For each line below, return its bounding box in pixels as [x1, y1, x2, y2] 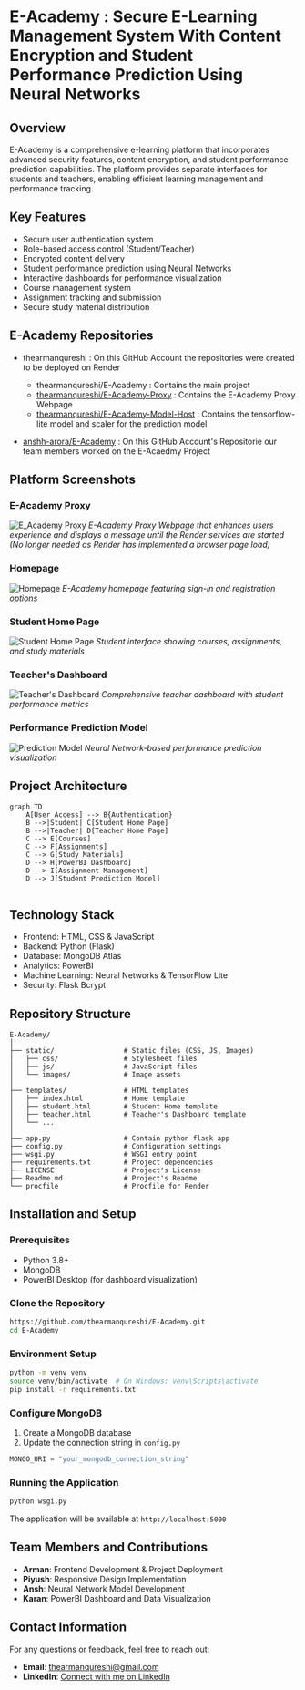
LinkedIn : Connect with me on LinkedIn [22, 1671, 170, 1682]
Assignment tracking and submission [22, 292, 162, 303]
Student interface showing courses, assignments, [96, 635, 282, 646]
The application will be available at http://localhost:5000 [9, 1513, 227, 1524]
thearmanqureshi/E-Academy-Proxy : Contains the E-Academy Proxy [36, 389, 296, 400]
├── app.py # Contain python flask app [9, 1133, 230, 1143]
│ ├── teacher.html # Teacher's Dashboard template [9, 1109, 247, 1118]
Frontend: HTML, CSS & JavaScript [22, 932, 155, 943]
